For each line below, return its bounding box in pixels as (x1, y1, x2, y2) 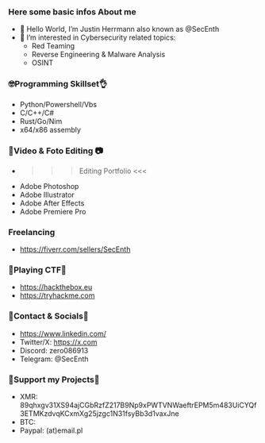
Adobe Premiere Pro (19, 206, 86, 216)
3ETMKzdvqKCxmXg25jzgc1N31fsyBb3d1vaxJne (19, 409, 180, 418)
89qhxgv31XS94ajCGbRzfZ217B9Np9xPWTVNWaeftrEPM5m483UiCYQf (19, 400, 257, 410)
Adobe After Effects (19, 198, 85, 208)
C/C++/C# (19, 108, 54, 117)
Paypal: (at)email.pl (19, 426, 83, 435)
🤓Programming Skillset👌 (8, 79, 108, 90)
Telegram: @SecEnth (19, 354, 89, 364)
